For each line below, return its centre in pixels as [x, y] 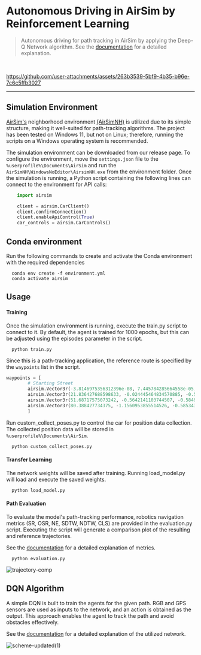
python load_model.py [39, 490]
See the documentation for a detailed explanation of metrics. [81, 548]
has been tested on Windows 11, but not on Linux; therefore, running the [95, 134]
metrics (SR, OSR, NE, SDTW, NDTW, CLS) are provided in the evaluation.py [99, 524]
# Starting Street [51, 383]
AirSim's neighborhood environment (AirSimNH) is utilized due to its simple [99, 122]
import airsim [34, 195]
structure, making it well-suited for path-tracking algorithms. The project [96, 128]
